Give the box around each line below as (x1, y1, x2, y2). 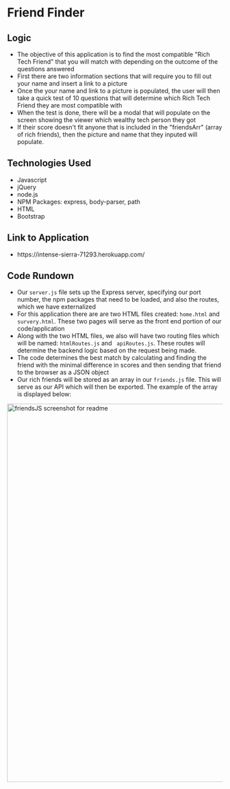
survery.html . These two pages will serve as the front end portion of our (16, 317, 222, 326)
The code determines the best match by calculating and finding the (16, 354, 207, 362)
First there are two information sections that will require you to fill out (16, 72, 212, 80)
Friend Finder (7, 5, 85, 21)
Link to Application (7, 232, 89, 244)
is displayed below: (16, 390, 72, 398)
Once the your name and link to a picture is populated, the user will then (16, 87, 220, 95)
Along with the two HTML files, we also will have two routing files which (16, 332, 220, 340)
